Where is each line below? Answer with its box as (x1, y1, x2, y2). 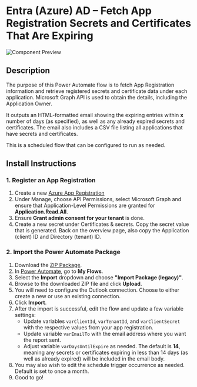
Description (6, 66, 50, 76)
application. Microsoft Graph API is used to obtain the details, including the (6, 94, 187, 101)
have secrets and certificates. (6, 130, 78, 137)
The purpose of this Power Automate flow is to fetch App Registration (6, 81, 175, 88)
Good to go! (14, 373, 44, 381)
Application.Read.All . (14, 208, 69, 215)
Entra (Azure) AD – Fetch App (6, 4, 152, 18)
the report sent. (23, 336, 62, 343)
